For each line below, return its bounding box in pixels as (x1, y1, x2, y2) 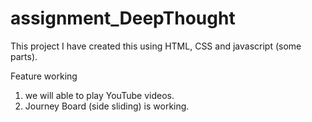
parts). (10, 50, 38, 62)
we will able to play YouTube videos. (24, 89, 175, 101)
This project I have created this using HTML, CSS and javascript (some (10, 40, 302, 52)
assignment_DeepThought (10, 7, 236, 30)
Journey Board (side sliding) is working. (24, 100, 190, 112)
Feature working (10, 70, 78, 82)
